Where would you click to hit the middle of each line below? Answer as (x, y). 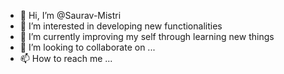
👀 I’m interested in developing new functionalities (121, 26)
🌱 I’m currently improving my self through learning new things (147, 36)
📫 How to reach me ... (66, 58)
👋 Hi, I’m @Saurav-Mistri (70, 15)
